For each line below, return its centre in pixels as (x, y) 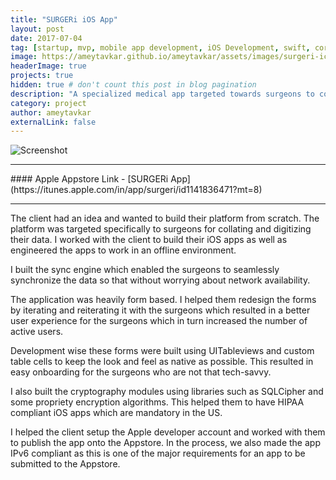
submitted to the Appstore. (65, 464)
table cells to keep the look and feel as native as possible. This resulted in (162, 362)
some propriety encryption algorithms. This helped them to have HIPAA (157, 402)
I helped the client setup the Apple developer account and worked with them (168, 432)
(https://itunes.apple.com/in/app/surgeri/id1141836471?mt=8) (136, 190)
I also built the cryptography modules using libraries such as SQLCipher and (167, 392)
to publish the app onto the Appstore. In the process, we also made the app (165, 443)
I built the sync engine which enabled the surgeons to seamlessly (145, 270)
